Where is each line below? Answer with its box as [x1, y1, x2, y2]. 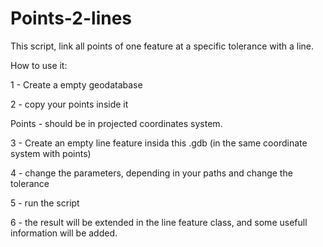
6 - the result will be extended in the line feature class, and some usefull [10, 216, 308, 228]
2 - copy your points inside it [10, 98, 129, 110]
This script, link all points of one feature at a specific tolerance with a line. [10, 40, 314, 52]
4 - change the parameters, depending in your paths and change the [10, 167, 293, 179]
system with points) [10, 147, 92, 159]
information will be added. [10, 227, 118, 239]
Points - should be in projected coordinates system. [10, 117, 223, 129]
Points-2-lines [10, 7, 133, 30]
